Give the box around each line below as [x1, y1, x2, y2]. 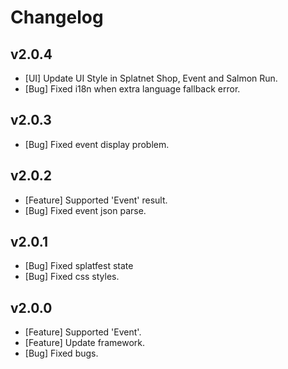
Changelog [10, 6, 104, 29]
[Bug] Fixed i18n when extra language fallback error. [24, 83, 241, 95]
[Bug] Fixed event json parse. [24, 204, 147, 216]
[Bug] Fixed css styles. [24, 271, 120, 283]
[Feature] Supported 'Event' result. [24, 194, 168, 206]
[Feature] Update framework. [24, 337, 145, 349]
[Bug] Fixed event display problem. [24, 138, 170, 150]
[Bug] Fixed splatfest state [24, 260, 134, 272]
